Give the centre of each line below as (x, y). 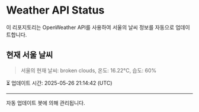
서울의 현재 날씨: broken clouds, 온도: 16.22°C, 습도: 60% (89, 70)
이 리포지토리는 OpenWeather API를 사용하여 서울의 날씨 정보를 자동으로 (90, 27)
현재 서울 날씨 (30, 55)
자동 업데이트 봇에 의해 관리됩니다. (46, 103)
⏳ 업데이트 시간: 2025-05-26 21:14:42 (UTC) (59, 83)
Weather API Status (55, 10)
